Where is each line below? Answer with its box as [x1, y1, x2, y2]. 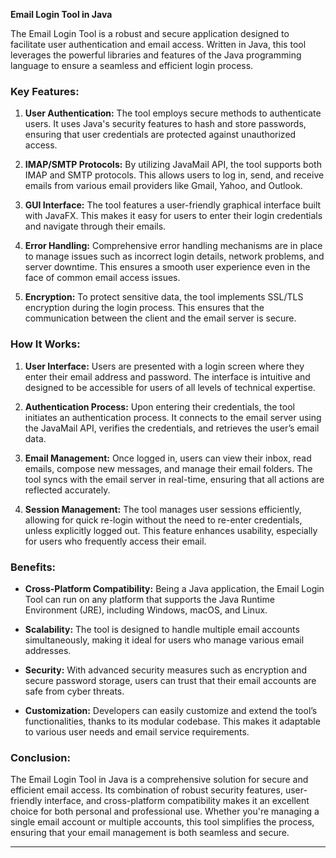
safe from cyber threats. [24, 685, 125, 697]
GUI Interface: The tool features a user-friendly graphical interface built [24, 199, 322, 211]
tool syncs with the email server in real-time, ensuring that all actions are [24, 473, 325, 485]
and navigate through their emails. [24, 220, 167, 233]
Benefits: [10, 560, 57, 574]
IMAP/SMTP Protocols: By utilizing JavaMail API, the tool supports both [24, 159, 322, 171]
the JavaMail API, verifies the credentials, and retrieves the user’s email [24, 422, 320, 434]
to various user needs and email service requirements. [24, 725, 250, 738]
